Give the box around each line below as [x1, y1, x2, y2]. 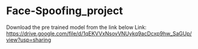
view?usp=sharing [6, 36, 52, 43]
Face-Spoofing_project [6, 4, 123, 18]
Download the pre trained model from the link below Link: [6, 24, 147, 31]
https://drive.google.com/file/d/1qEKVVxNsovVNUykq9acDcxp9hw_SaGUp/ [6, 30, 192, 37]
